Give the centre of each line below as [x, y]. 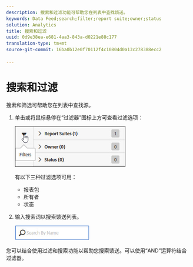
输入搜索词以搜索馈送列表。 [48, 216]
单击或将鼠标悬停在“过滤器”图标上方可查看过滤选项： [79, 117]
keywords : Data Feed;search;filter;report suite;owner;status [84, 19]
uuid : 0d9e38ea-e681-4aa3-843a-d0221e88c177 [61, 37]
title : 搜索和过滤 [26, 31]
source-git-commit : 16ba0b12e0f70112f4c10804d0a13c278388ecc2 [84, 50]
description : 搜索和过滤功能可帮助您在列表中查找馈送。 [67, 12]
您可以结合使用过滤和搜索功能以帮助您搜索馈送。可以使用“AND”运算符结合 [96, 251]
